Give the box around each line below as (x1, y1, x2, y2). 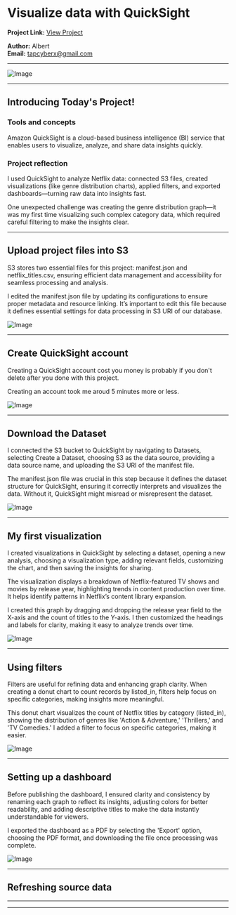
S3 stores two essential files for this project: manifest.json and (7, 263, 188, 272)
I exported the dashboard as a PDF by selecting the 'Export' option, (7, 826, 202, 834)
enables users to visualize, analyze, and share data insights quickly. (7, 140, 204, 149)
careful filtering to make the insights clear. (7, 218, 129, 226)
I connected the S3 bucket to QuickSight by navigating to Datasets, (7, 446, 202, 454)
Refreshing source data (7, 881, 112, 893)
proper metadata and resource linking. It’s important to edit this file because (7, 299, 227, 308)
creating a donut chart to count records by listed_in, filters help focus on (7, 687, 216, 696)
